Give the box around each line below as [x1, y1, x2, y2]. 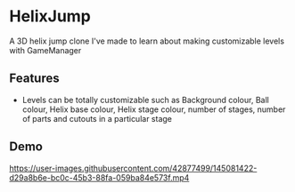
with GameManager [9, 44, 82, 55]
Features [9, 71, 60, 86]
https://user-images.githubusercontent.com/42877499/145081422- [9, 163, 258, 173]
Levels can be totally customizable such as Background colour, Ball [21, 94, 269, 105]
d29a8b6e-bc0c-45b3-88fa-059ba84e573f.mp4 [9, 172, 190, 183]
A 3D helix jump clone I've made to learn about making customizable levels [9, 36, 285, 46]
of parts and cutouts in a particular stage [21, 113, 172, 124]
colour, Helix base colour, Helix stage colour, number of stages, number [21, 104, 286, 115]
